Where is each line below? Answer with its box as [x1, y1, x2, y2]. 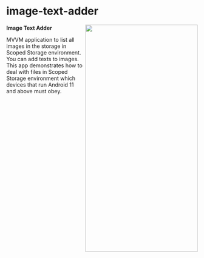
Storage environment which [6, 74, 76, 82]
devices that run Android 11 [6, 81, 74, 88]
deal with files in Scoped [6, 68, 68, 75]
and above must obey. [6, 87, 62, 94]
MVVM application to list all [6, 36, 75, 43]
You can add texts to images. [6, 55, 79, 62]
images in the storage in [6, 42, 67, 50]
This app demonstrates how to [6, 62, 83, 69]
